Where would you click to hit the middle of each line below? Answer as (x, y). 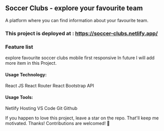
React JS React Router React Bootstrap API (50, 86)
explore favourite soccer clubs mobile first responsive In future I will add (80, 58)
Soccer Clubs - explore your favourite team (74, 8)
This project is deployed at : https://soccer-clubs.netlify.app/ (81, 33)
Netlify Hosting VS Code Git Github (41, 108)
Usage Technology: (26, 74)
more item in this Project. (31, 63)
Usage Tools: (19, 97)
